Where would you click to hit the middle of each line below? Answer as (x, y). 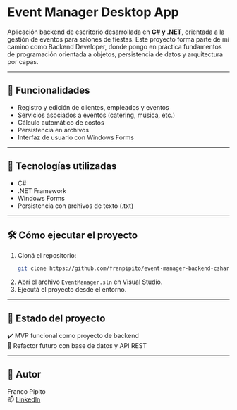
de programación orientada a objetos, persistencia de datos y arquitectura (115, 54)
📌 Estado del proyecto (56, 318)
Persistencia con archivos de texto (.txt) (75, 206)
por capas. (23, 61)
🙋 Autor (24, 374)
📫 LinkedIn (24, 399)
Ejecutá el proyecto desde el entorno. (72, 290)
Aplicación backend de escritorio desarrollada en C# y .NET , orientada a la (116, 32)
